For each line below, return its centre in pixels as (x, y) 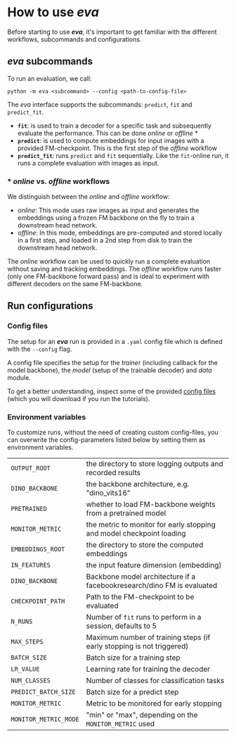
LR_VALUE (25, 669)
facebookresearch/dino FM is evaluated (152, 586)
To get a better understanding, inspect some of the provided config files (112, 391)
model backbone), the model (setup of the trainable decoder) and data (110, 370)
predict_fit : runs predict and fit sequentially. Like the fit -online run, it (123, 155)
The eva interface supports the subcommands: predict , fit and (100, 104)
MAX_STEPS (27, 642)
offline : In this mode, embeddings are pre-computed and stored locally (120, 233)
